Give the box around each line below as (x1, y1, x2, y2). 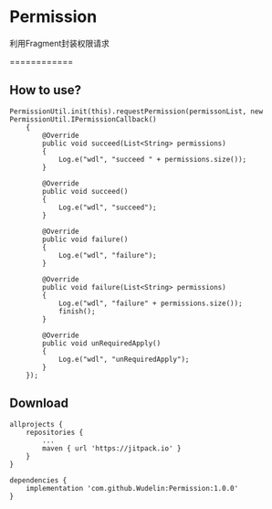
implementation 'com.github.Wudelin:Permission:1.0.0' (26, 483, 239, 493)
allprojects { (9, 419, 64, 429)
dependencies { (9, 475, 68, 485)
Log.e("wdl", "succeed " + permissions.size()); (58, 154, 247, 164)
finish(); (58, 306, 96, 316)
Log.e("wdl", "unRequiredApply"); (58, 355, 190, 364)
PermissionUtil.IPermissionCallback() (9, 114, 157, 124)
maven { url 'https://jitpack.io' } (42, 443, 182, 453)
